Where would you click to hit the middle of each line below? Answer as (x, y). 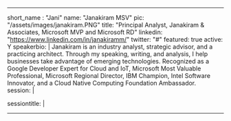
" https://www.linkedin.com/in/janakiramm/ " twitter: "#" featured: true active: (115, 39)
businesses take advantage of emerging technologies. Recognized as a (108, 61)
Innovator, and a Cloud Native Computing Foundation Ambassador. (102, 83)
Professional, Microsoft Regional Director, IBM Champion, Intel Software (109, 76)
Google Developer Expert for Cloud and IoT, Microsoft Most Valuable (104, 68)
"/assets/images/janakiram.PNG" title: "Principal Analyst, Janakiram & (106, 25)
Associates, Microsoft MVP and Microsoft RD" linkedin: (85, 32)
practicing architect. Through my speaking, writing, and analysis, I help (108, 54)
